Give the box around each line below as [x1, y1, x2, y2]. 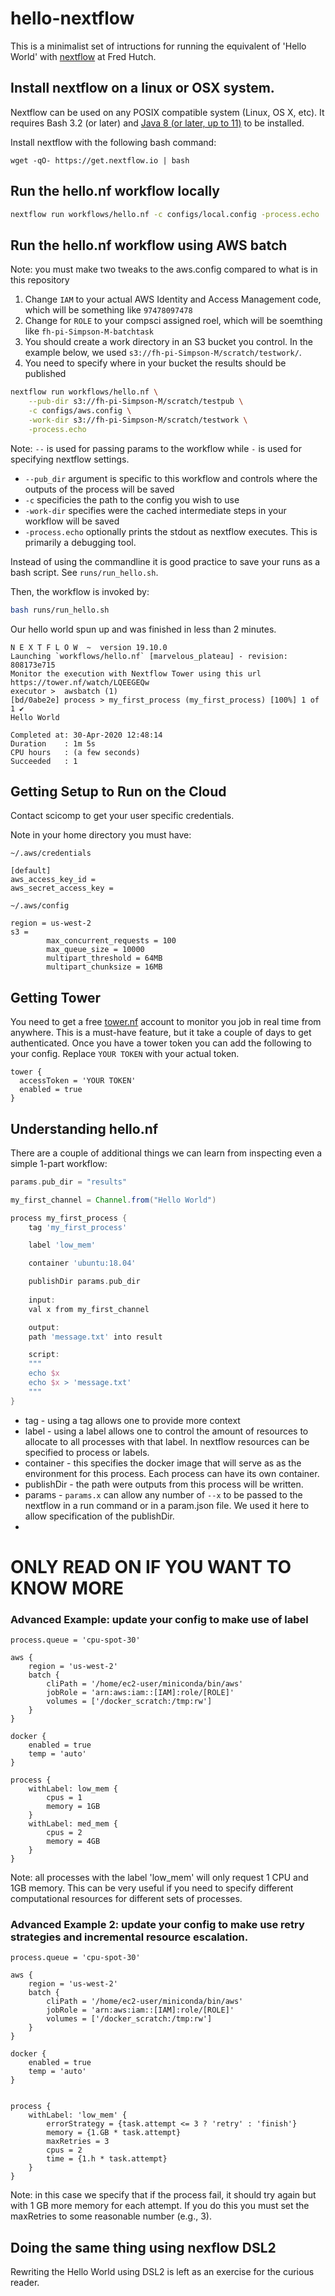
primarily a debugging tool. [24, 536, 137, 548]
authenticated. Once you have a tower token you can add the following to [10, 1037, 312, 1049]
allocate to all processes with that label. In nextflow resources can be [24, 1435, 310, 1447]
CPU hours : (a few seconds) [10, 747, 141, 757]
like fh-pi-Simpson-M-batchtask [24, 325, 155, 337]
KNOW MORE [10, 1577, 125, 1599]
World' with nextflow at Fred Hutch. [10, 50, 157, 62]
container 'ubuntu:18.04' [28, 1258, 137, 1269]
